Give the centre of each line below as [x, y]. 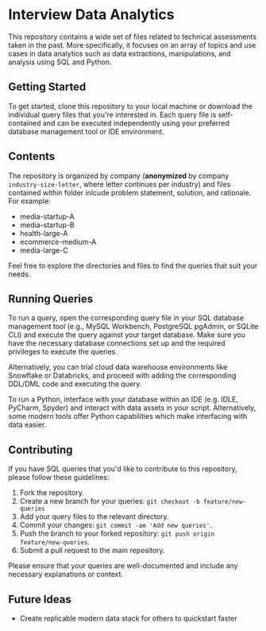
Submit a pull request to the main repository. [92, 551]
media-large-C [44, 250]
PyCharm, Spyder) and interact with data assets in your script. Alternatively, [132, 408]
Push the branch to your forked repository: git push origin [117, 533]
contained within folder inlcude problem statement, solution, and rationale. [130, 192]
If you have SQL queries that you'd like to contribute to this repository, [123, 469]
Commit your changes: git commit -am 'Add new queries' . [116, 525]
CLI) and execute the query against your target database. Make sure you [127, 335]
